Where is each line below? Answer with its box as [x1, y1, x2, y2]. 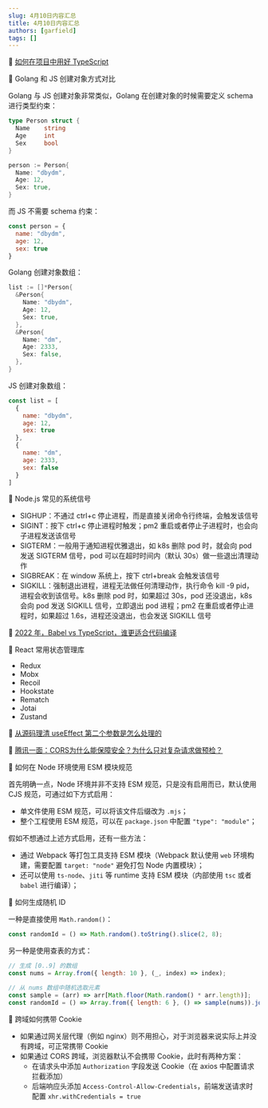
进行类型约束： [8, 101, 57, 110]
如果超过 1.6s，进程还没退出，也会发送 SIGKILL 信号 [41, 611, 212, 621]
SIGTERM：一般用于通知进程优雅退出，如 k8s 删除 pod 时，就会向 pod [19, 541, 253, 550]
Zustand [19, 712, 48, 722]
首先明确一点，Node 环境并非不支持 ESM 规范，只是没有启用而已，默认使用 [8, 779, 257, 789]
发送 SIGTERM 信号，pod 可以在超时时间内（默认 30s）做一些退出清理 [19, 551, 252, 561]
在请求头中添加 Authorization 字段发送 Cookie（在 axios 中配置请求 [31, 1061, 255, 1070]
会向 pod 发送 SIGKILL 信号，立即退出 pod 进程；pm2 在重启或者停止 [19, 601, 247, 610]
